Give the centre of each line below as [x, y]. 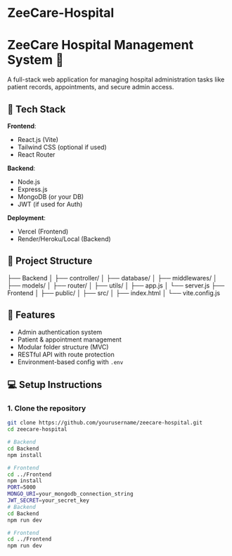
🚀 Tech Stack [37, 109]
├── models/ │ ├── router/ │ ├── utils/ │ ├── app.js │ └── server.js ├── [116, 285]
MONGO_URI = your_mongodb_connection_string [70, 494]
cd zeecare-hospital [38, 429]
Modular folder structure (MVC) [63, 347]
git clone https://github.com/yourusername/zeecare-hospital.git [105, 423]
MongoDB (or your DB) [51, 196]
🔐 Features [31, 315]
